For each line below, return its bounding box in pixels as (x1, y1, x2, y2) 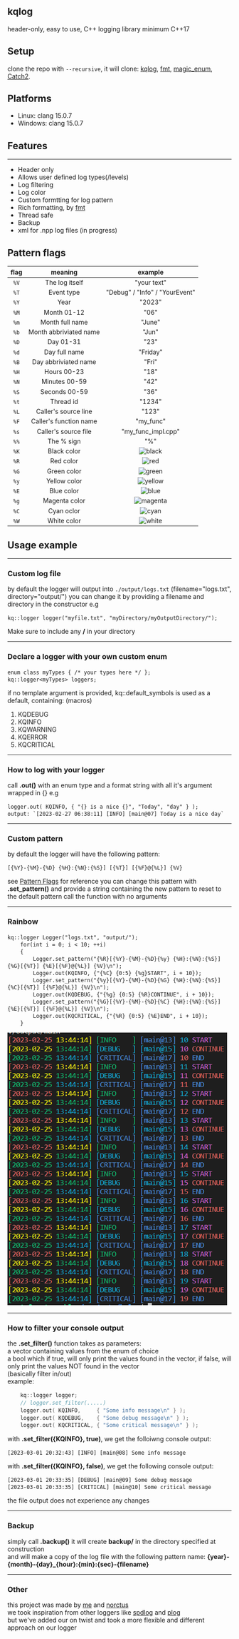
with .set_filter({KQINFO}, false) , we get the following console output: (7, 1462, 214, 1471)
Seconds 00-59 (40, 387, 88, 395)
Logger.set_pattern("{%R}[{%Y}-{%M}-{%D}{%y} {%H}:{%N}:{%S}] (33, 955, 221, 962)
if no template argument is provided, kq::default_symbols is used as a (7, 688, 211, 697)
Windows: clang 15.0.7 (17, 119, 84, 128)
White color (47, 516, 82, 525)
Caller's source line (36, 407, 92, 416)
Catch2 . (7, 71, 31, 81)
